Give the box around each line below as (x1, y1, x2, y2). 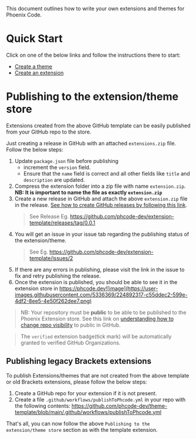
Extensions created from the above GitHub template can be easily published (6, 122, 191, 129)
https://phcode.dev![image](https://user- (59, 285, 158, 292)
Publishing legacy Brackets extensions (6, 356, 152, 366)
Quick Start (6, 32, 63, 45)
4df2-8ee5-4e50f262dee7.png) (14, 297, 92, 304)
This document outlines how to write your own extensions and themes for (6, 5, 185, 12)
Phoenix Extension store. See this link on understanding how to (20, 315, 174, 322)
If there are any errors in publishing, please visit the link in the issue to (14, 266, 185, 273)
